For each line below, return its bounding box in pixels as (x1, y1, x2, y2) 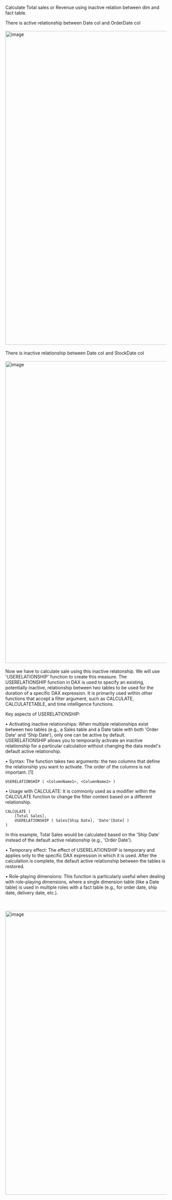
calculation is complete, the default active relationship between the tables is (5, 858, 165, 864)
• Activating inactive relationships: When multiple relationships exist (5, 721, 148, 727)
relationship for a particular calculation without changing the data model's (5, 743, 161, 749)
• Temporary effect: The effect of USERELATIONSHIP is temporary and (5, 847, 155, 853)
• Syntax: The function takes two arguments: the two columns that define (5, 758, 160, 764)
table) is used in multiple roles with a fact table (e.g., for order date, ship (5, 884, 158, 890)
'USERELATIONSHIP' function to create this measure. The (5, 674, 127, 679)
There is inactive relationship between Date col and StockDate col (5, 350, 144, 356)
